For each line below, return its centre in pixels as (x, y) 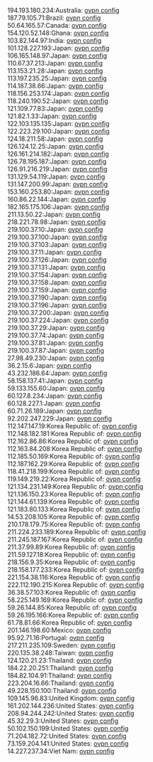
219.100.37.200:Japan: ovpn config (58, 313)
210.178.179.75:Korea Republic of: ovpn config (74, 524)
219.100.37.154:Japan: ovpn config (57, 275)
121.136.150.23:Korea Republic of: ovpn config (74, 494)
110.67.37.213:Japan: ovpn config (55, 63)
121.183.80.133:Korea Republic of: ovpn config (74, 509)
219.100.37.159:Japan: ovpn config (57, 290)
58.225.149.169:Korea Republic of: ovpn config (75, 600)
